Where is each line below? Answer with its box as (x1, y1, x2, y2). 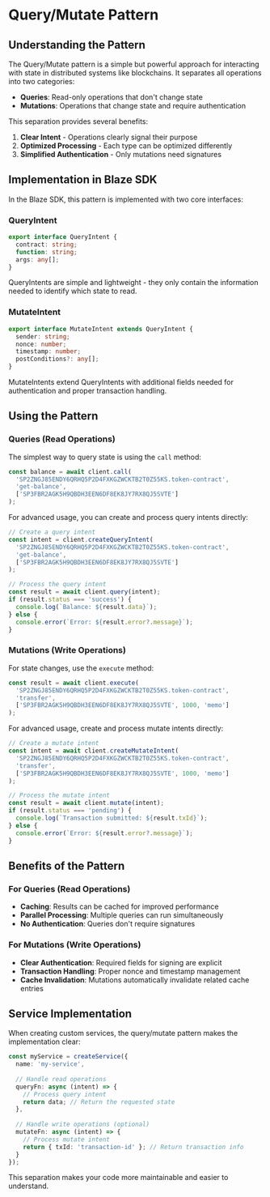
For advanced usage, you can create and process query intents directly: (8, 513, 249, 522)
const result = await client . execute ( (8, 679, 139, 687)
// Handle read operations (15, 1075, 107, 1083)
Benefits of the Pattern (8, 858, 125, 872)
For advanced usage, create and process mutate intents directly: (8, 723, 224, 734)
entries (19, 983, 44, 993)
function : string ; (15, 248, 78, 256)
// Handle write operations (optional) (15, 1120, 150, 1129)
